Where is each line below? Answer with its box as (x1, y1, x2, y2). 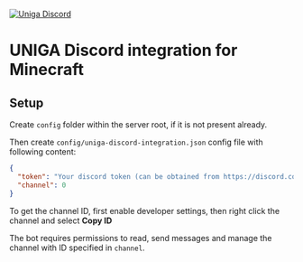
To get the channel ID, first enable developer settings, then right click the (9, 205, 280, 216)
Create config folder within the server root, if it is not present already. (9, 119, 268, 130)
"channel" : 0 (17, 181, 67, 190)
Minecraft (9, 60, 84, 80)
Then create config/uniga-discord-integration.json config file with (9, 136, 263, 147)
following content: (9, 146, 77, 157)
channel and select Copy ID (9, 215, 113, 226)
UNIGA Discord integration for (9, 41, 238, 61)
